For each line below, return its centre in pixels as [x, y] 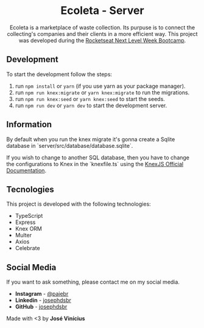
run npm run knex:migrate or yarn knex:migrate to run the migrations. [102, 92]
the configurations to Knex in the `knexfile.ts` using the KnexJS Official [95, 164]
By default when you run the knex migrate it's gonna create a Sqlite [91, 139]
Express [25, 222]
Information [29, 124]
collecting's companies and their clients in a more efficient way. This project [102, 33]
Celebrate [28, 248]
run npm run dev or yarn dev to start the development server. [91, 105]
